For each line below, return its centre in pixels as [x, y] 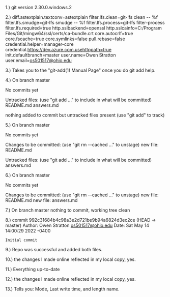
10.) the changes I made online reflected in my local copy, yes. [70, 259]
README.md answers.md [32, 105]
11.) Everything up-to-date [33, 269]
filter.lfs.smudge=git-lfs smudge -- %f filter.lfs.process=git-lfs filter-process [85, 23]
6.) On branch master [27, 175]
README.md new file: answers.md [41, 200]
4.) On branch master [28, 80]
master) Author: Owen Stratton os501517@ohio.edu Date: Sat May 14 [77, 225]
